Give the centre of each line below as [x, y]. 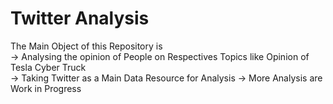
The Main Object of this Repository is [86, 46]
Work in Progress [46, 88]
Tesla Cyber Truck [48, 67]
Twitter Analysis [80, 18]
